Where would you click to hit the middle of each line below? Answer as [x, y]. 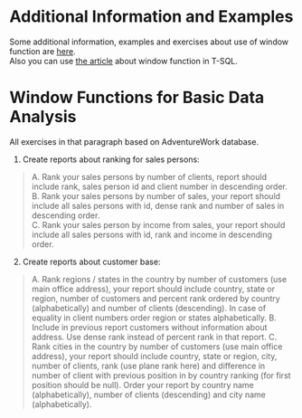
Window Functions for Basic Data [137, 98]
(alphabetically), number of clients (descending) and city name [149, 394]
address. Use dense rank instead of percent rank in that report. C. [154, 337]
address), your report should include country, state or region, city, [154, 356]
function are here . [42, 51]
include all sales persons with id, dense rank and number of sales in [158, 205]
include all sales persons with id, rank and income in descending [152, 234]
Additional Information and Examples [151, 17]
